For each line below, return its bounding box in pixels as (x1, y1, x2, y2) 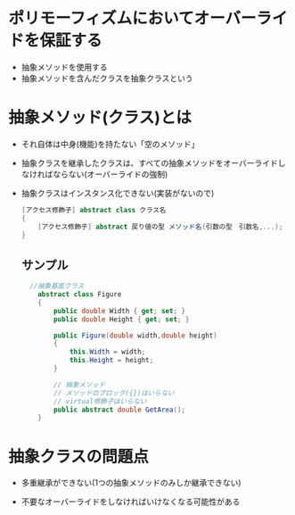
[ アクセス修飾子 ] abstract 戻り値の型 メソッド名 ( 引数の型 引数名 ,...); (37, 222, 283, 231)
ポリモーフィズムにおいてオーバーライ (8, 8, 288, 29)
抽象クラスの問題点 (8, 446, 149, 467)
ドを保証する (8, 30, 103, 51)
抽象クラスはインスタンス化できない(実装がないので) (20, 187, 215, 198)
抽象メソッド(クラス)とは (8, 108, 193, 128)
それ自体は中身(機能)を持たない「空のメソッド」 (20, 138, 200, 149)
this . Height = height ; (69, 356, 154, 365)
